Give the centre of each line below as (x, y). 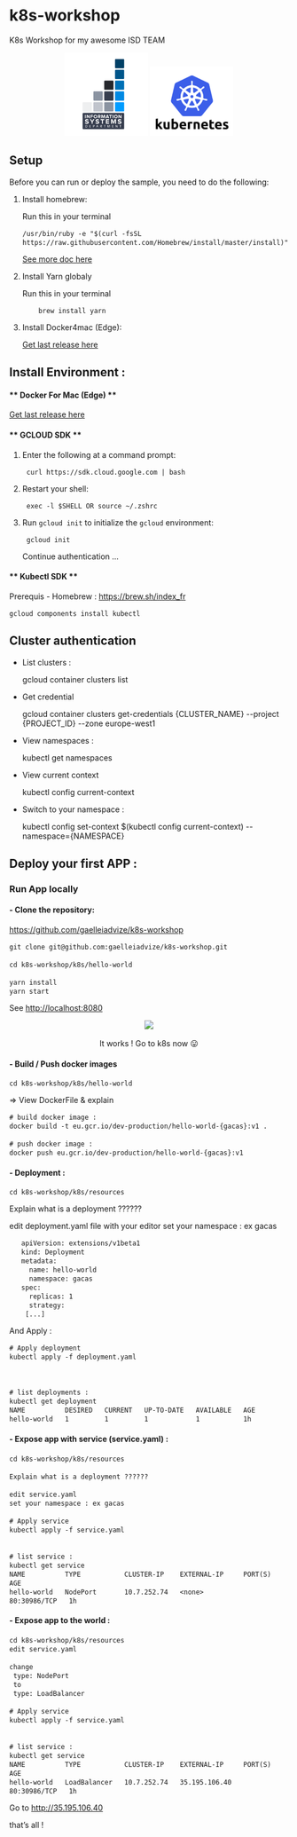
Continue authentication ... (70, 556)
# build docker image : (53, 1118)
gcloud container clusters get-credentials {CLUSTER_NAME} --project (150, 714)
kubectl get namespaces (67, 757)
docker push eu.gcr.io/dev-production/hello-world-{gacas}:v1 (126, 1153)
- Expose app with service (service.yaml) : (89, 1439)
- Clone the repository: (52, 910)
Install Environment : (67, 372)
